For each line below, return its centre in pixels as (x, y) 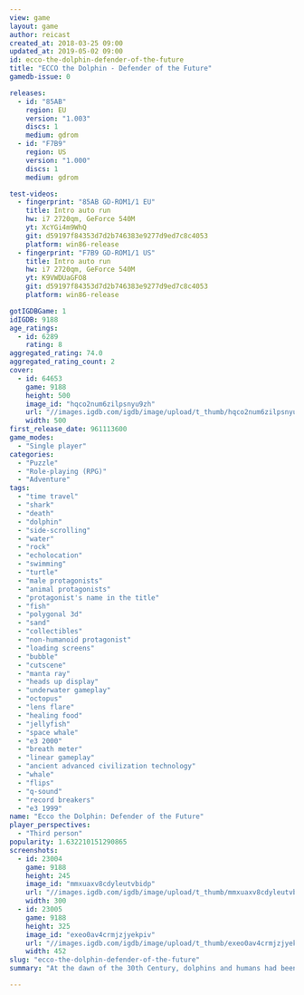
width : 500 (46, 421)
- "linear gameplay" (56, 758)
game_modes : (32, 438)
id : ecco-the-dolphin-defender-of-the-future (96, 60)
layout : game (34, 26)
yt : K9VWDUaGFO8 (57, 278)
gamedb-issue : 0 (40, 77)
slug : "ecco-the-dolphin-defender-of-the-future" (105, 960)
